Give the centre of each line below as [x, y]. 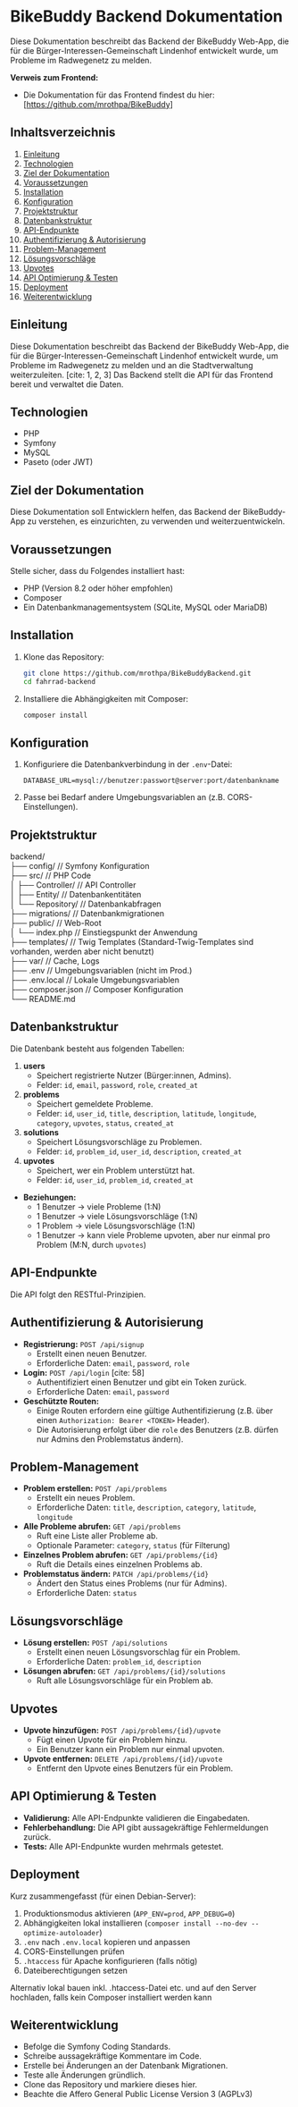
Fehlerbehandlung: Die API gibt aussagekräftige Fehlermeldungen [145, 1827]
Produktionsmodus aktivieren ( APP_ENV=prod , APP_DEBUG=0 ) [129, 1913]
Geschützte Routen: [61, 1401]
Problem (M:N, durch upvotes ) [91, 1244]
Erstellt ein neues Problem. [86, 1498]
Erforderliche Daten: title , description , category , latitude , [146, 1507]
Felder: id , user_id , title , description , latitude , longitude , [146, 1113]
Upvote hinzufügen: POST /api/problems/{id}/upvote [122, 1730]
